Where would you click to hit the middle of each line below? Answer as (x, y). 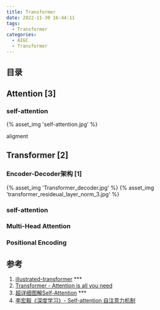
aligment (17, 136)
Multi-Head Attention (38, 226)
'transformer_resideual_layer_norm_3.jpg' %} (63, 194)
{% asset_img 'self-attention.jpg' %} (52, 124)
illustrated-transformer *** (49, 279)
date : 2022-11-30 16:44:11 (41, 18)
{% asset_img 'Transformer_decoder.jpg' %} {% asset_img (80, 188)
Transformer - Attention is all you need (64, 286)
